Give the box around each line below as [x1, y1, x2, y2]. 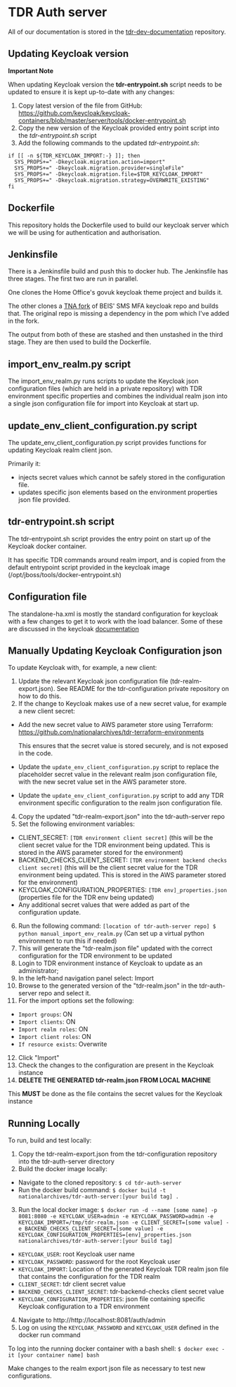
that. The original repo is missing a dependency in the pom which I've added [8, 309, 230, 318]
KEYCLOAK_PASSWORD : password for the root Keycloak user [18, 1258, 181, 1266]
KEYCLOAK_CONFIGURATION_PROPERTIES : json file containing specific [18, 1295, 206, 1303]
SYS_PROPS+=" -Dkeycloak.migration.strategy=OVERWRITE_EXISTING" [14, 176, 210, 183]
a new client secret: [18, 707, 76, 716]
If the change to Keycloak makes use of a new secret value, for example [18, 699, 227, 708]
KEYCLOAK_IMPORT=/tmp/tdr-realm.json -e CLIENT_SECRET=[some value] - [18, 1219, 230, 1227]
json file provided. [18, 496, 71, 503]
